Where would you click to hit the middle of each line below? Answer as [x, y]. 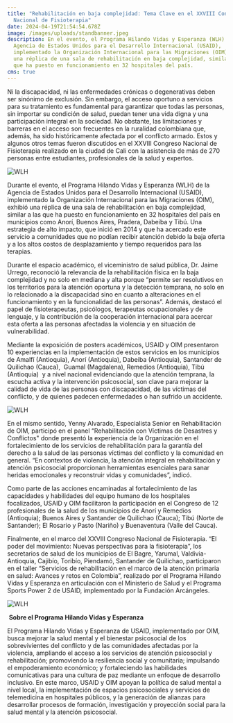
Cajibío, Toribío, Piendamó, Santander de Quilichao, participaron [129, 560]
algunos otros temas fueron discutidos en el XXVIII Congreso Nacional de [112, 143]
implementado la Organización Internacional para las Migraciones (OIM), [111, 199]
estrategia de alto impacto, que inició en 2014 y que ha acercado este [107, 229]
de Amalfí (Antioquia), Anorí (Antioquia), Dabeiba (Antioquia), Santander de [114, 359]
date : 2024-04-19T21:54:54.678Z [54, 26]
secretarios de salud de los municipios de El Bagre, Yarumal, [94, 554]
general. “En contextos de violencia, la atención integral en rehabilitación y [114, 460]
